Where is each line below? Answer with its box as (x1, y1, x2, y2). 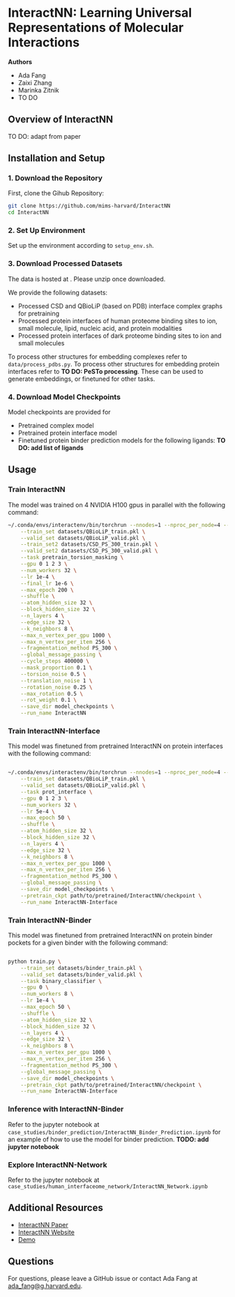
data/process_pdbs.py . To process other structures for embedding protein (8, 359, 220, 368)
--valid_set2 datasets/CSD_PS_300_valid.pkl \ (20, 548, 158, 555)
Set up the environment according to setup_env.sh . (8, 241, 154, 250)
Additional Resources (8, 1202, 103, 1214)
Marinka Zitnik (17, 86, 59, 94)
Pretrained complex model (17, 421, 94, 430)
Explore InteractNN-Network (8, 1160, 107, 1169)
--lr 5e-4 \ (20, 808, 55, 815)
